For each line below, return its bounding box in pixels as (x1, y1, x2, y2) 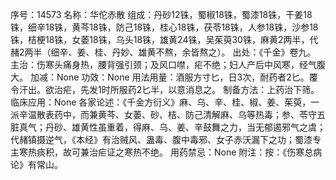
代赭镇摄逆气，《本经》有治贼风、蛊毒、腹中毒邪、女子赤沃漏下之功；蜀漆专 (10, 134, 322, 145)
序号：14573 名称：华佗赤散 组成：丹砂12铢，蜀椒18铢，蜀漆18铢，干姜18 (10, 9, 313, 20)
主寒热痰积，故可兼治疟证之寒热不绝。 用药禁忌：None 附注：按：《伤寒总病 (10, 146, 323, 158)
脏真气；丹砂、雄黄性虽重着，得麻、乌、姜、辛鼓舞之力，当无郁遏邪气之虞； (10, 121, 326, 133)
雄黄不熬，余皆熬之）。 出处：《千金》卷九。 (138, 46, 317, 58)
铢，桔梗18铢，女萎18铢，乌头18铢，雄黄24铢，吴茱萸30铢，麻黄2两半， (10, 34, 310, 45)
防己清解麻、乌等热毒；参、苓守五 (184, 109, 326, 120)
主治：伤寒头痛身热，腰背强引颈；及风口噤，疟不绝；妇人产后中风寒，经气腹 (10, 59, 326, 70)
